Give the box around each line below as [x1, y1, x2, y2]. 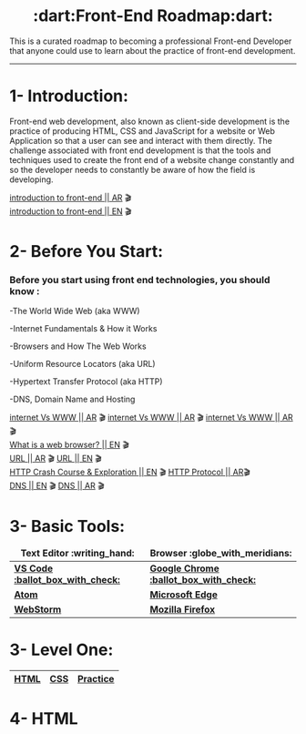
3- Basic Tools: [9, 515, 126, 536]
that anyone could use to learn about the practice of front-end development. [9, 45, 296, 56]
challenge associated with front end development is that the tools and [9, 145, 271, 156]
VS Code [14, 562, 53, 575]
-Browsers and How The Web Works [9, 341, 148, 352]
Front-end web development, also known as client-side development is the [9, 116, 290, 127]
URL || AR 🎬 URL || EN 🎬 [9, 453, 102, 464]
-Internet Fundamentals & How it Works [9, 323, 158, 334]
